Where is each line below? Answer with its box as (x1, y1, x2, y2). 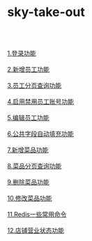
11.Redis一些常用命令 (7, 210, 67, 218)
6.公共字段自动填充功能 (7, 130, 75, 138)
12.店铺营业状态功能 (7, 226, 65, 234)
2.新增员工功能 (7, 65, 50, 73)
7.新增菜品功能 (7, 146, 49, 154)
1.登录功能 (7, 49, 36, 57)
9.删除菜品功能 (7, 178, 50, 186)
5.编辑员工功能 (7, 113, 49, 122)
